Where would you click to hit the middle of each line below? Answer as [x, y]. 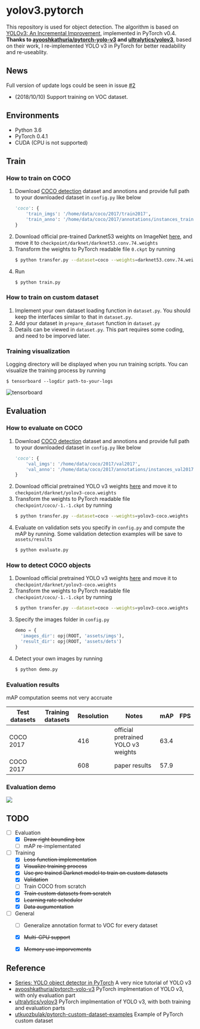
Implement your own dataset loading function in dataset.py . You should [102, 310]
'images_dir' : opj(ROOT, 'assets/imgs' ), [73, 636]
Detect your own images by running [59, 658]
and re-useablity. [27, 52]
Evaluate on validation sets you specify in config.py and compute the [100, 528]
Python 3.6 [28, 130]
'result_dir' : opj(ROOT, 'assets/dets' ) [71, 641]
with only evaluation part [45, 995]
